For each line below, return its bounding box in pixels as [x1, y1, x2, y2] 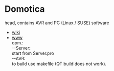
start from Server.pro [11, 50, 54, 56]
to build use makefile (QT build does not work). [11, 61, 107, 67]
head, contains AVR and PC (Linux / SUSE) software [4, 20, 110, 26]
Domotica [4, 3, 45, 15]
